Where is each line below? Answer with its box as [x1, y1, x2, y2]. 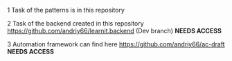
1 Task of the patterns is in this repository [7, 6, 125, 14]
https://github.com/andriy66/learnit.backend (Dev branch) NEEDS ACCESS [7, 27, 222, 35]
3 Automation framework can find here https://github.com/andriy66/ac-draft [7, 40, 225, 48]
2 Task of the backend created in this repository [7, 19, 144, 27]
